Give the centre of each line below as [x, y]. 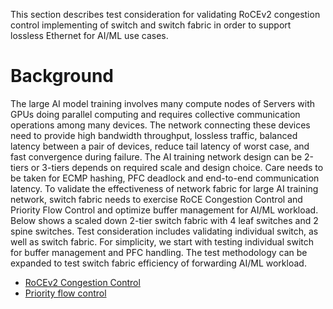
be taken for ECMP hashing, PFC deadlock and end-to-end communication [165, 178]
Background [62, 76]
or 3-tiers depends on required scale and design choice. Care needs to [177, 167]
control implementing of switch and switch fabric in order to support [151, 25]
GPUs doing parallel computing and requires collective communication [155, 114]
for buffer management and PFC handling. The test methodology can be [159, 252]
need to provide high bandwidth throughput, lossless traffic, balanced [154, 135]
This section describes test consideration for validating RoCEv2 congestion [165, 14]
